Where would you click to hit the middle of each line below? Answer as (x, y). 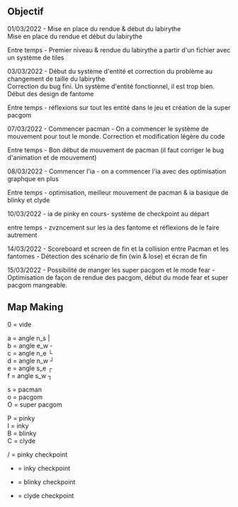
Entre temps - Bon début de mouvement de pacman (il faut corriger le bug (116, 150)
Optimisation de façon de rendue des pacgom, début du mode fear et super (118, 277)
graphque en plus (33, 178)
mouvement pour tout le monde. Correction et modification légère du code (116, 136)
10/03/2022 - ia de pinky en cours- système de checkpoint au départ (108, 213)
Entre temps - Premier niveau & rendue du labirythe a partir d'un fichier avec (119, 50)
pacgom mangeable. (38, 285)
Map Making (35, 307)
